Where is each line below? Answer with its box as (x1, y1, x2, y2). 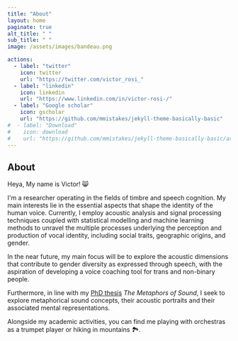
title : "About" (7, 10, 52, 18)
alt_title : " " (7, 30, 52, 37)
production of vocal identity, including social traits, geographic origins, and (7, 231, 226, 240)
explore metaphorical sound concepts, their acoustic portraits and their (7, 296, 215, 305)
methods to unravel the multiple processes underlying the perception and (7, 224, 222, 232)
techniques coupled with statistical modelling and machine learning (7, 216, 204, 225)
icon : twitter (20, 69, 62, 76)
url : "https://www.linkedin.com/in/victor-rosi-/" (20, 96, 173, 103)
